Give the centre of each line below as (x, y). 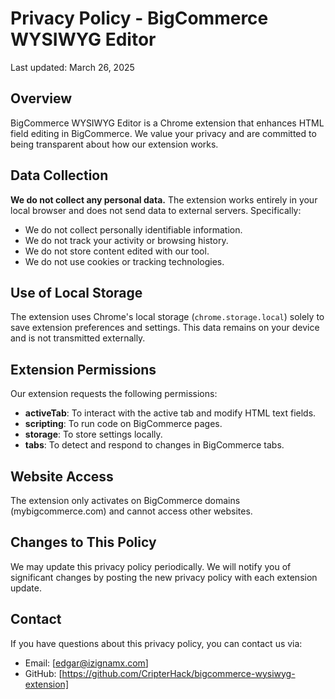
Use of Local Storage (76, 292)
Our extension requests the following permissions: (114, 394)
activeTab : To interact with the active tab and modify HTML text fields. (170, 413)
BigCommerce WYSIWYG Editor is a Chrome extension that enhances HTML (167, 123)
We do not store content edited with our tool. (117, 251)
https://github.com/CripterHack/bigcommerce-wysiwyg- (178, 673)
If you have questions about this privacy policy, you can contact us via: (156, 643)
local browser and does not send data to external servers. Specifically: (156, 210)
